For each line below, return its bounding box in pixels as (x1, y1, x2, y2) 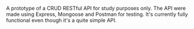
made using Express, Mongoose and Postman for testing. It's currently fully (6, 11, 189, 18)
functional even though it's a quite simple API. (6, 17, 117, 23)
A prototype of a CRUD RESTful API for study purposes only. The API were (6, 5, 186, 11)
